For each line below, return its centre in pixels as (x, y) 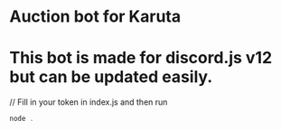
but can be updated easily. (111, 77)
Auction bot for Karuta (95, 17)
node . (22, 119)
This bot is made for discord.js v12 (141, 58)
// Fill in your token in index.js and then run (89, 102)
